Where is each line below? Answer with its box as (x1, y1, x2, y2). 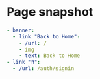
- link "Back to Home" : (12, 33, 80, 40)
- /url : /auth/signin (12, 65, 75, 72)
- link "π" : (6, 59, 40, 66)
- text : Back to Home (18, 52, 80, 59)
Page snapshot (6, 4, 94, 20)
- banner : (6, 27, 35, 34)
